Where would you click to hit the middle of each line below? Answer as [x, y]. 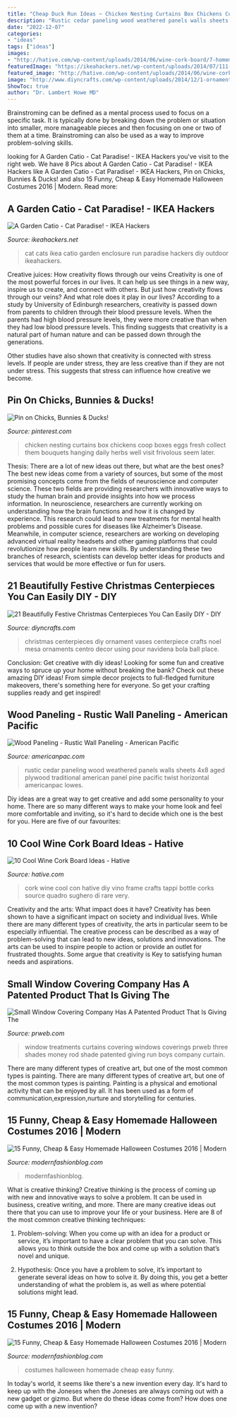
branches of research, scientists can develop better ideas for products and [116, 556]
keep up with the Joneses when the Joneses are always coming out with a [116, 1391]
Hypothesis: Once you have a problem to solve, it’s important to [110, 1269]
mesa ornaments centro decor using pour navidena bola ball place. [122, 649]
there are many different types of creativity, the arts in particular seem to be [117, 924]
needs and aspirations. [41, 962]
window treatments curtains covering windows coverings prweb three [126, 1047]
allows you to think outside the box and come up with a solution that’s [119, 1248]
